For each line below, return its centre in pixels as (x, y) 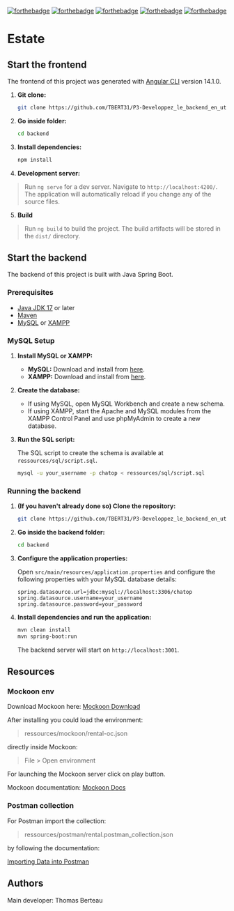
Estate (26, 39)
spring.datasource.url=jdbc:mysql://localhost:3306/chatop (105, 592)
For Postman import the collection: (57, 821)
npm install (34, 160)
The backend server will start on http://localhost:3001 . (98, 650)
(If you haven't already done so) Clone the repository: (96, 506)
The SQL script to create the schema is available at (90, 453)
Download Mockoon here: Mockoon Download (74, 707)
